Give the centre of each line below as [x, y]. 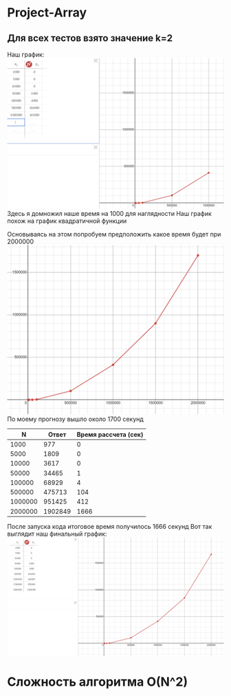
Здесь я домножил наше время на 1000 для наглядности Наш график [109, 214]
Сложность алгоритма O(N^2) [97, 682]
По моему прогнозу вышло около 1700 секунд [76, 419]
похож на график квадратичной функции [67, 221]
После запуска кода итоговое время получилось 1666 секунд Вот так [110, 527]
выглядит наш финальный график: [57, 534]
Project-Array [47, 13]
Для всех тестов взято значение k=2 [90, 38]
